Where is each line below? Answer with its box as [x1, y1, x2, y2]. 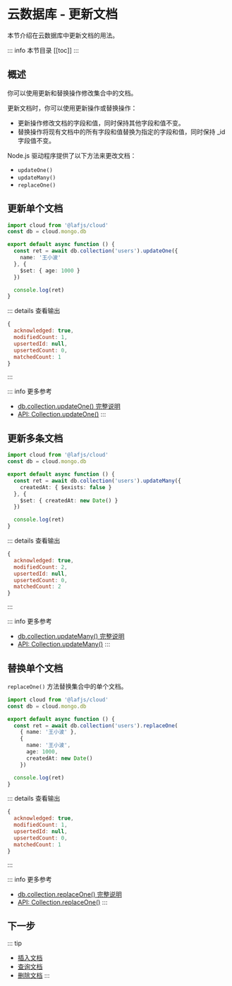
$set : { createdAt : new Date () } [20, 497, 118, 504]
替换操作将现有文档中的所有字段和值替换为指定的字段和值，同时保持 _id [17, 128, 226, 136]
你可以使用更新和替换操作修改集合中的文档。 [7, 89, 138, 97]
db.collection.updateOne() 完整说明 [17, 402, 121, 411]
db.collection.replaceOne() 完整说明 [17, 889, 122, 899]
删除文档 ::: [17, 971, 50, 980]
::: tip [7, 939, 23, 948]
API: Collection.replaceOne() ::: [17, 898, 108, 906]
